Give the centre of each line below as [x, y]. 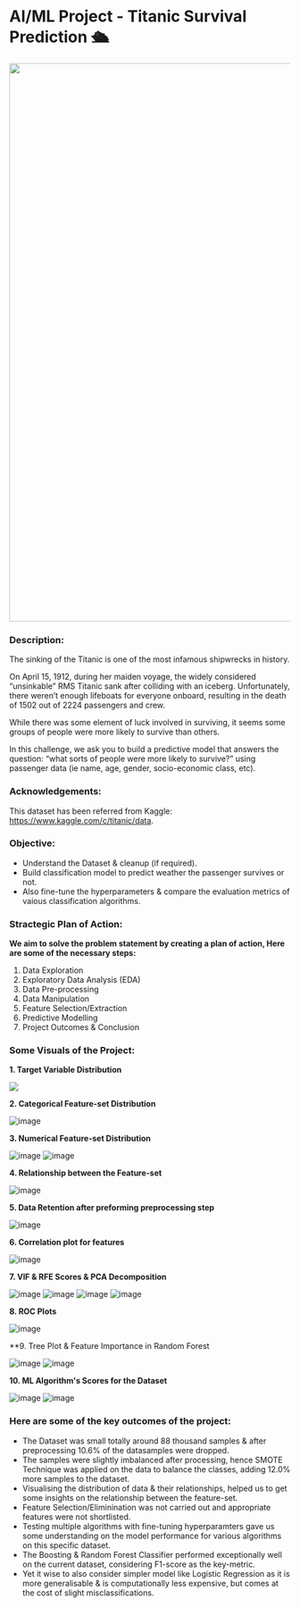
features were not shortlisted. [76, 1517]
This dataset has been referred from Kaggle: [91, 811]
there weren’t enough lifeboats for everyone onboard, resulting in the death [148, 696]
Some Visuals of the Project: [72, 1050]
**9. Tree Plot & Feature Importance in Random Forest [109, 1346]
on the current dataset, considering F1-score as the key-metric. [139, 1564]
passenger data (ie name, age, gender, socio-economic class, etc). [133, 768]
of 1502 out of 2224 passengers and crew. [87, 705]
